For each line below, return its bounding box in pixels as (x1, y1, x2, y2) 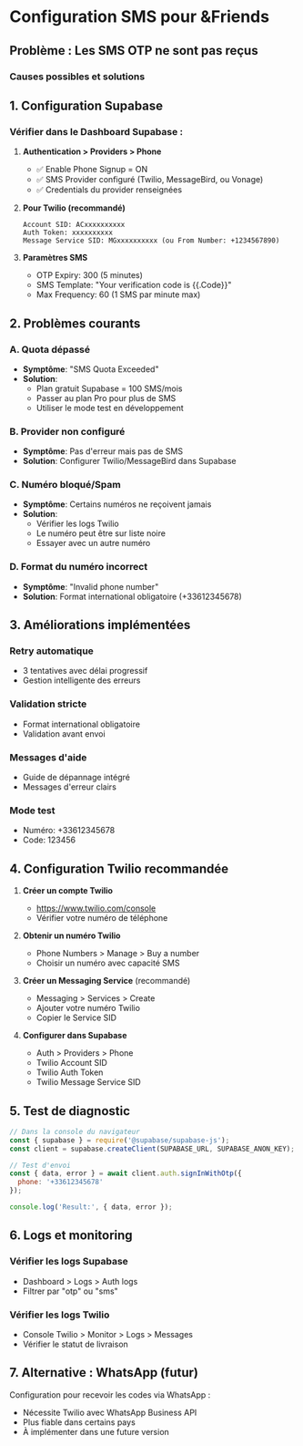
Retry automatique (9, 645, 94, 657)
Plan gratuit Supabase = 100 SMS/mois (35, 383, 183, 394)
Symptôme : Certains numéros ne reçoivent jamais (22, 499, 212, 510)
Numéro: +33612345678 (22, 825, 116, 836)
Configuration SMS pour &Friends (9, 6, 270, 27)
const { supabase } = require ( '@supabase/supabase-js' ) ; (9, 1135, 230, 1145)
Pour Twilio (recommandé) (22, 202, 126, 213)
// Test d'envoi (9, 1161, 71, 1170)
